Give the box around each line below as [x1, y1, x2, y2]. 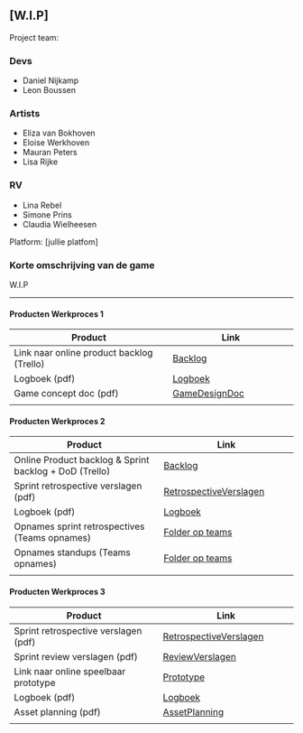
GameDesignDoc [172, 387, 245, 400]
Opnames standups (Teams [14, 546, 131, 559]
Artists [9, 107, 41, 120]
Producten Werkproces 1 [9, 308, 104, 320]
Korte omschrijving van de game [9, 258, 155, 271]
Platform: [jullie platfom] [9, 236, 99, 247]
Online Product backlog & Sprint [14, 454, 150, 467]
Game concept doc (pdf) [14, 387, 119, 400]
